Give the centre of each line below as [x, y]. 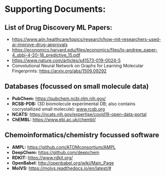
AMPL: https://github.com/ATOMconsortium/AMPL [64, 147]
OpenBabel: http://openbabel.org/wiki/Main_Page [63, 163]
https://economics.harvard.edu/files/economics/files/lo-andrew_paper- [85, 50]
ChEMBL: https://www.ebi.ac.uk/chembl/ [54, 119]
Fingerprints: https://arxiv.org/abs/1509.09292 [59, 71]
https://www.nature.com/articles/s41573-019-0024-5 [66, 60]
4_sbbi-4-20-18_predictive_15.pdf [46, 55]
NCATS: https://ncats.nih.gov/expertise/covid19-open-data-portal [79, 114]
